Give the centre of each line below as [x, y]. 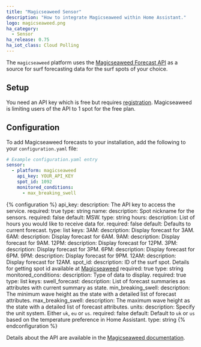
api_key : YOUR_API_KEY [45, 176]
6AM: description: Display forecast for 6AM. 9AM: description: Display [93, 236]
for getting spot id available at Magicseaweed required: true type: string [95, 268]
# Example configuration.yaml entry [52, 159]
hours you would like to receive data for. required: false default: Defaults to [98, 224]
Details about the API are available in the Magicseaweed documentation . [96, 337]
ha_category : [22, 29]
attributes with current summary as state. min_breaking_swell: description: [98, 287]
